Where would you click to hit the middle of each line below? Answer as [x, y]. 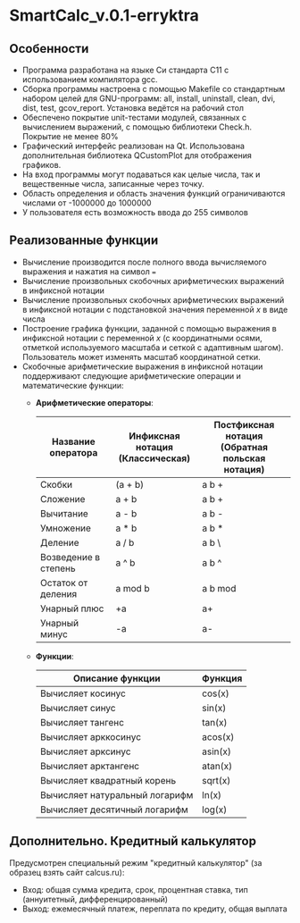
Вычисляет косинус [83, 693]
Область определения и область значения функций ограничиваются [154, 193]
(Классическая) [154, 458]
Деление [59, 542]
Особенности [49, 49]
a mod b [133, 588]
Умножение [66, 528]
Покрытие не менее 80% [70, 136]
